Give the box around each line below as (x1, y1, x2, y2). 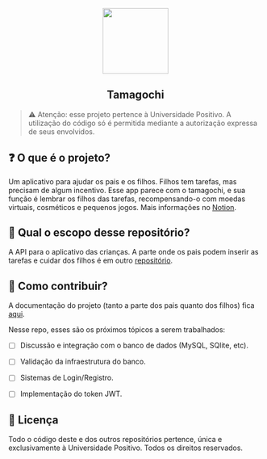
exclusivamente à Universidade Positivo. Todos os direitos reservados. (8, 443, 244, 453)
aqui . (8, 310, 26, 319)
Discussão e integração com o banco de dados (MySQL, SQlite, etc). (19, 340, 248, 351)
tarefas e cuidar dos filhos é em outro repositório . (8, 255, 173, 266)
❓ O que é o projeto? (8, 151, 111, 165)
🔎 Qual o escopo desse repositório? (8, 226, 190, 240)
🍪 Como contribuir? (8, 279, 108, 293)
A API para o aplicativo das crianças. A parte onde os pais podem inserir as (8, 247, 259, 257)
